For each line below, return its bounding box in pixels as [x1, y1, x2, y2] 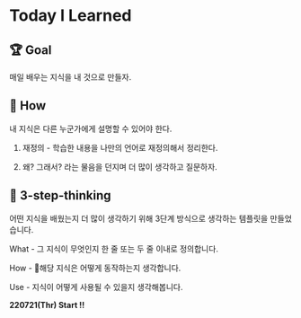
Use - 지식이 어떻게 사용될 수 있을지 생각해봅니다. [9, 281, 183, 292]
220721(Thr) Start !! [9, 299, 85, 310]
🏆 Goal [9, 42, 52, 57]
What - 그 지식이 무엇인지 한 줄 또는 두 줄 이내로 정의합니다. [9, 243, 218, 254]
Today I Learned [9, 5, 132, 26]
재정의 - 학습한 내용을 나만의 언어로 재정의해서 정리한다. [22, 142, 218, 153]
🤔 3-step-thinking [9, 188, 111, 203]
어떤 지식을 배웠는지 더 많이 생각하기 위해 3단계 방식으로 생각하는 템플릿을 [9, 213, 269, 224]
